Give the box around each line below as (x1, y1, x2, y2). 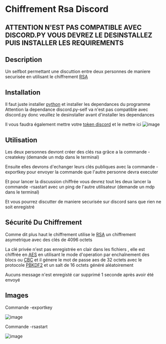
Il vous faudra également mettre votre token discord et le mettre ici (5, 121, 141, 127)
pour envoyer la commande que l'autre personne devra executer (26, 169, 159, 175)
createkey (5, 154, 26, 160)
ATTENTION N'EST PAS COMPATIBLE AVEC (5, 23, 142, 32)
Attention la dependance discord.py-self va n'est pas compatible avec (5, 106, 149, 112)
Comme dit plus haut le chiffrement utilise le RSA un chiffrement (5, 231, 136, 237)
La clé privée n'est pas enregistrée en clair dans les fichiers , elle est (5, 246, 145, 252)
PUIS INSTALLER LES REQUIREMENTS (5, 39, 124, 47)
